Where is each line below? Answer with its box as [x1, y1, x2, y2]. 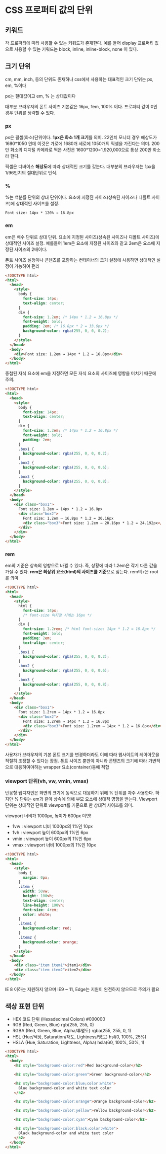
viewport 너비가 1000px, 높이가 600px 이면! [5, 813, 91, 819]
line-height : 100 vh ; [23, 903, 65, 908]
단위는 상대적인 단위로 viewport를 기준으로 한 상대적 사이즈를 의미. [5, 802, 134, 808]
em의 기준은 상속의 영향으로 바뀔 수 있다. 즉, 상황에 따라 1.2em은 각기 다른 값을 [5, 562, 157, 569]
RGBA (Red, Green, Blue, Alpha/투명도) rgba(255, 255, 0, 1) [12, 1028, 132, 1034]
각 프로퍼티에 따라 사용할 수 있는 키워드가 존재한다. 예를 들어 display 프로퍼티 [5, 40, 154, 46]
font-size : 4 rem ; [23, 907, 58, 912]
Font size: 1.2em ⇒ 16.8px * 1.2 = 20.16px [23, 516, 114, 521]
